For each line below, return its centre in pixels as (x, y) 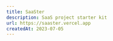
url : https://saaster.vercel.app (49, 23)
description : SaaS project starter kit (57, 17)
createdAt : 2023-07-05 (35, 29)
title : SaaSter (26, 12)
